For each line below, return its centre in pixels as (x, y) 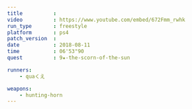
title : (32, 13)
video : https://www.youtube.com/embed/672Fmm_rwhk (96, 20)
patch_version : (32, 39)
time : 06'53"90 (46, 52)
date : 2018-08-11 (49, 45)
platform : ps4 (38, 32)
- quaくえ (33, 76)
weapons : (20, 89)
